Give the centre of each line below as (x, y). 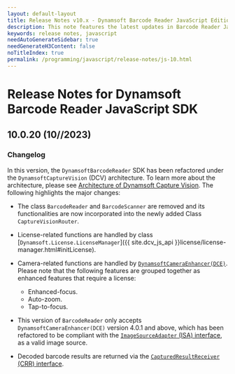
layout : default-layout (42, 14)
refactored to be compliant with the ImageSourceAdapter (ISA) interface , (120, 335)
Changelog (26, 155)
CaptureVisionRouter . (48, 221)
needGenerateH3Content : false (51, 46)
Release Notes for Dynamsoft (94, 94)
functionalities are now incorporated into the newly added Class (109, 213)
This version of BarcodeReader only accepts (79, 320)
